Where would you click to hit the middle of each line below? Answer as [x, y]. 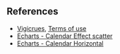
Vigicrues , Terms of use [52, 28]
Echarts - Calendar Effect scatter [65, 36]
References [32, 12]
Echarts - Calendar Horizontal [60, 43]
